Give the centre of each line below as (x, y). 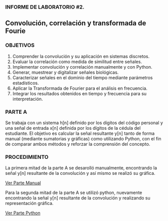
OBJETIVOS (20, 45)
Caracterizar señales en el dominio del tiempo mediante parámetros (82, 77)
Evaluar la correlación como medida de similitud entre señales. (77, 62)
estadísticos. (26, 83)
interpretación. (28, 99)
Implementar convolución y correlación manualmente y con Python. (82, 67)
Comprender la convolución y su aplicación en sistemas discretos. (81, 56)
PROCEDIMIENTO (27, 157)
